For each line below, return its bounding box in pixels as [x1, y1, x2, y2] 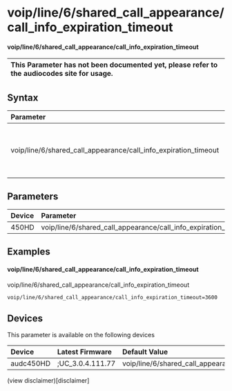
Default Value [122, 347, 168, 357]
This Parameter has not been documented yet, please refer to [10, 60, 218, 70]
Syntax [7, 92, 39, 103]
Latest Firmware [57, 347, 113, 357]
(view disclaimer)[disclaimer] [7, 377, 90, 385]
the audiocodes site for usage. [10, 69, 113, 79]
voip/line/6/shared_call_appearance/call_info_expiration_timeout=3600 [7, 294, 217, 301]
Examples [7, 246, 50, 258]
